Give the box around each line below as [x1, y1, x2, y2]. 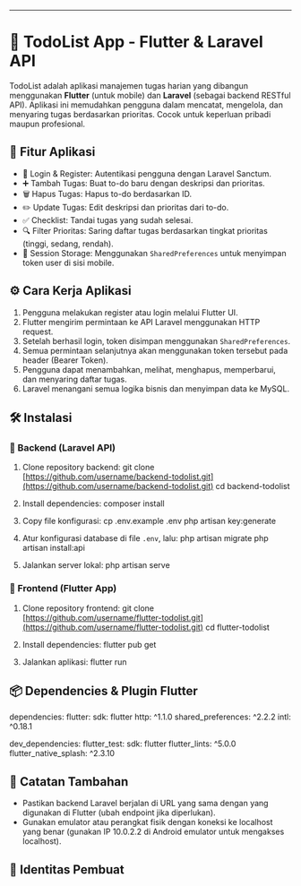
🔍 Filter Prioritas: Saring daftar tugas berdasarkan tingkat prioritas [21, 225, 269, 236]
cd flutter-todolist [205, 622, 271, 632]
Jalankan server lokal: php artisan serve [21, 560, 170, 571]
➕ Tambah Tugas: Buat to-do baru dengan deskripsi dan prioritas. [21, 177, 266, 188]
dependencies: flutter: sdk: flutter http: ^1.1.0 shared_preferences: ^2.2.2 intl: [9, 711, 291, 722]
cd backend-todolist [215, 481, 290, 492]
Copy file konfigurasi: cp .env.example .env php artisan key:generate [21, 516, 276, 527]
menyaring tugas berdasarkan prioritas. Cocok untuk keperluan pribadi [9, 108, 271, 119]
